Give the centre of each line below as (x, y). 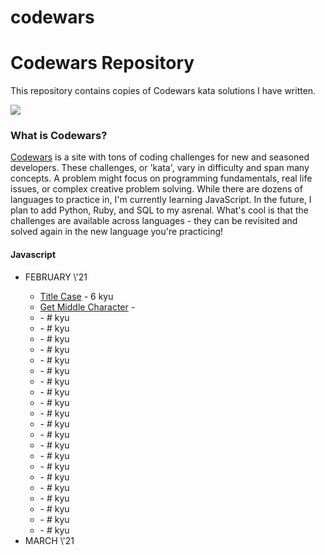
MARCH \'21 (49, 540)
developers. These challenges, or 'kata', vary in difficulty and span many (160, 168)
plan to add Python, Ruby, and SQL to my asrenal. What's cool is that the (159, 210)
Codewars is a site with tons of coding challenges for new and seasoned (160, 157)
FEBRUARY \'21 (56, 277)
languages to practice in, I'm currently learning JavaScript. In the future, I (161, 200)
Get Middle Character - (87, 307)
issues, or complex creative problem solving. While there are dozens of (156, 189)
